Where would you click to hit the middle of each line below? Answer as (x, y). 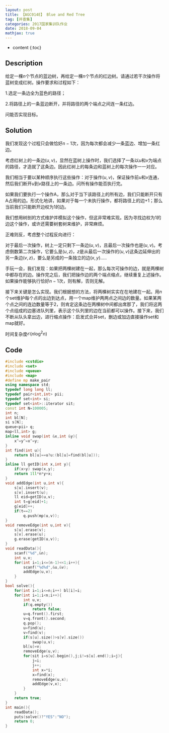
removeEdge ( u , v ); (41, 652)
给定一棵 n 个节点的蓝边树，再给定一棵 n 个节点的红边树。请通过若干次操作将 (83, 76)
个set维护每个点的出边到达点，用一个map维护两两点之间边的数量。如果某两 (83, 298)
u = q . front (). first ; (44, 614)
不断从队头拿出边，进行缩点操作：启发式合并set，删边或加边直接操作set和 (82, 317)
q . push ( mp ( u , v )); (41, 516)
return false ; (47, 609)
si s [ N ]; (14, 422)
